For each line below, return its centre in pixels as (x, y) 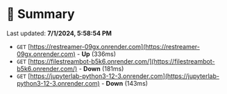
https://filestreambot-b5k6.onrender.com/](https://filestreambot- (123, 61)
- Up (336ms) (96, 54)
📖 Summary (41, 14)
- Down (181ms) (101, 68)
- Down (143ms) (125, 83)
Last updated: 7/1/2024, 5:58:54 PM (59, 33)
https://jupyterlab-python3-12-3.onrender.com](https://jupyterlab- (125, 76)
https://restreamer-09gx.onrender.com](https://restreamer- (115, 46)
